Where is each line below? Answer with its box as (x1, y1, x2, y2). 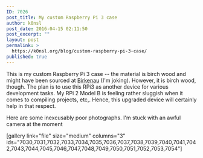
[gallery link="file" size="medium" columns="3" (6, 132, 126, 139)
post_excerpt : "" (6, 31, 50, 37)
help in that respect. (6, 102, 56, 109)
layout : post (6, 37, 39, 43)
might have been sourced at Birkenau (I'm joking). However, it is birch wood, (6, 77, 196, 84)
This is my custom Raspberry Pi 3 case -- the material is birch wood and (6, 70, 186, 77)
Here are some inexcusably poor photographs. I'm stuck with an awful (6, 114, 181, 121)
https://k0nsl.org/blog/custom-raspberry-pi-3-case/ (11, 48, 147, 54)
